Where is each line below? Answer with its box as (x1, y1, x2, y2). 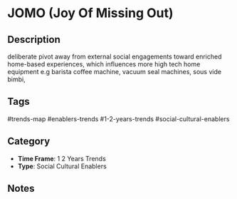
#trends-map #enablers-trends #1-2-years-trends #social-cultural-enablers (7, 114, 230, 123)
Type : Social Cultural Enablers (17, 162, 107, 170)
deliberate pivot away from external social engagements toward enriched (7, 52, 222, 61)
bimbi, (7, 75, 26, 83)
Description (7, 34, 60, 46)
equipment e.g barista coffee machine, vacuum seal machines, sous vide (7, 68, 222, 76)
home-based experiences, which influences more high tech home (7, 60, 201, 68)
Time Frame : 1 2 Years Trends (17, 154, 107, 163)
